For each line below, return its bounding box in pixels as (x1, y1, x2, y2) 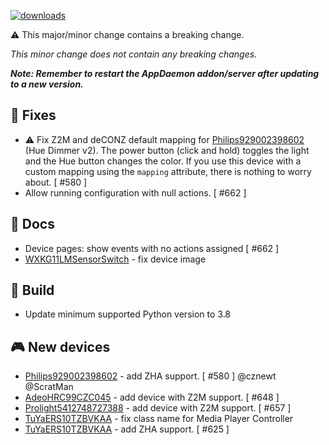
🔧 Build (10, 282, 55, 299)
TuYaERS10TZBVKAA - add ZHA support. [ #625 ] (24, 423, 230, 435)
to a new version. (10, 78, 84, 90)
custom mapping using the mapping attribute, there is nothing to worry (24, 165, 312, 177)
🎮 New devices (10, 338, 111, 355)
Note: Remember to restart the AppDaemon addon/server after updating (10, 68, 320, 79)
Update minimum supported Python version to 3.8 (24, 308, 232, 320)
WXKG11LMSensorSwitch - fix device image (24, 253, 207, 265)
